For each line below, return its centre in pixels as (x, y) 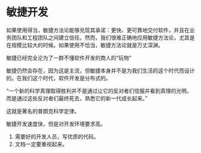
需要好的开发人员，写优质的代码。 (57, 136)
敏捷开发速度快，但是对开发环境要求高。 (56, 124)
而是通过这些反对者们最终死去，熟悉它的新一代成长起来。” (77, 98)
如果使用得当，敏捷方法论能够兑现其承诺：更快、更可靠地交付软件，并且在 (98, 30)
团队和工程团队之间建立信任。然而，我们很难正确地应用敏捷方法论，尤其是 (103, 37)
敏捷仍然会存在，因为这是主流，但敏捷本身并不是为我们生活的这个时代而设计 (100, 70)
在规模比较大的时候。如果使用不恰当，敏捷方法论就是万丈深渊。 (85, 45)
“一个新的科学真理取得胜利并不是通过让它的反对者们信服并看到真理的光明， (99, 91)
